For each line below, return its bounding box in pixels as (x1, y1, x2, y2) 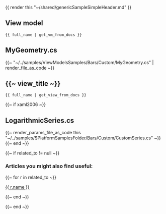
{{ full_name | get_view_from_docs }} (5, 93, 87, 98)
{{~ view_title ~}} (5, 79, 61, 88)
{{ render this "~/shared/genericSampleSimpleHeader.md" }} (5, 5, 132, 10)
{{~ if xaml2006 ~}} (5, 101, 46, 108)
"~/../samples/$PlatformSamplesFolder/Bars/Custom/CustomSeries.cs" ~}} (5, 135, 161, 141)
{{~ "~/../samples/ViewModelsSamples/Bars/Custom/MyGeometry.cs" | (5, 59, 154, 65)
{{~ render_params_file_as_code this (5, 130, 81, 136)
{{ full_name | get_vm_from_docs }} (5, 32, 82, 37)
